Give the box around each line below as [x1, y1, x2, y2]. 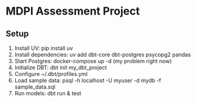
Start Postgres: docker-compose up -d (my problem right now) [14, 58, 172, 64]
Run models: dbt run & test [14, 90, 81, 97]
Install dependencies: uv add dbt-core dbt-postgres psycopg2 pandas [14, 51, 191, 58]
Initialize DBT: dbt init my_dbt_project [14, 64, 107, 71]
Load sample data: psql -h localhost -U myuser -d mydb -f [14, 77, 162, 84]
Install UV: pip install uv [14, 44, 74, 52]
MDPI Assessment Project [5, 4, 140, 18]
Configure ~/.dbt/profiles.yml [14, 70, 88, 77]
